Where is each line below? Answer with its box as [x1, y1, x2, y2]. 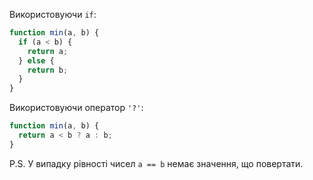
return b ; [27, 65, 69, 75]
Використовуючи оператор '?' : [9, 102, 144, 114]
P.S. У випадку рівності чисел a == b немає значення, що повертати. [9, 157, 304, 169]
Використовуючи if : [9, 9, 97, 20]
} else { [18, 55, 55, 66]
